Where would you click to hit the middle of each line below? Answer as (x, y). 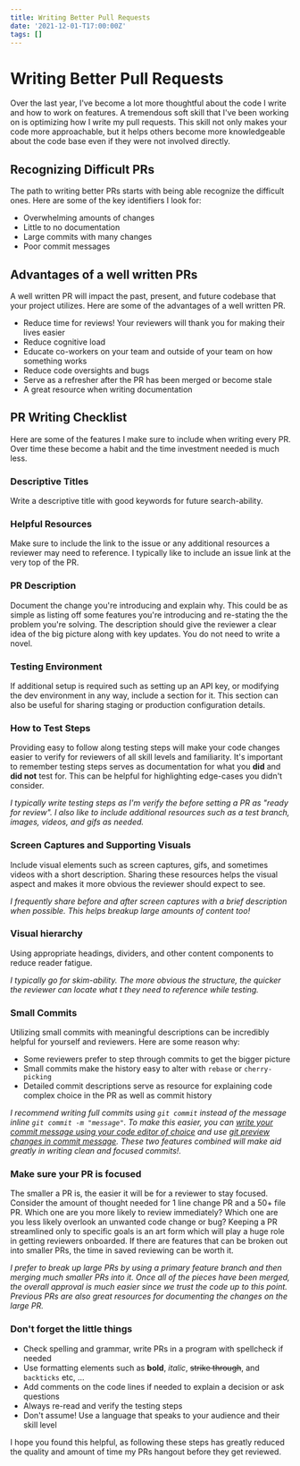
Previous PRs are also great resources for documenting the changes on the (149, 1296)
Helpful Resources (51, 524)
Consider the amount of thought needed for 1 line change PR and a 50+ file (148, 1203)
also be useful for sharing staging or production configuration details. (138, 704)
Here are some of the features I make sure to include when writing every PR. (150, 439)
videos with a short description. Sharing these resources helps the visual (144, 874)
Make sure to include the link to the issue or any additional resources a (140, 543)
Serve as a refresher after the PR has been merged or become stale (147, 379)
